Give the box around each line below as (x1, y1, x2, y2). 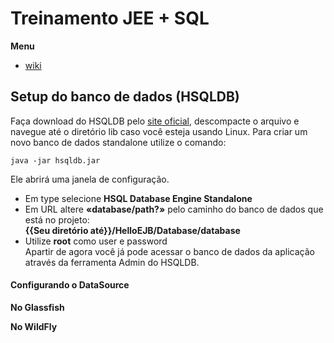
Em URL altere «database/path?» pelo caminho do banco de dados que (24, 203, 324, 215)
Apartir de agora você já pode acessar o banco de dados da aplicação (24, 245, 315, 257)
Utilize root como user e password (24, 235, 168, 247)
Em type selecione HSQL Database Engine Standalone (24, 192, 253, 204)
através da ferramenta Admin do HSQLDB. (24, 256, 200, 268)
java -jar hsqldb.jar (10, 155, 101, 166)
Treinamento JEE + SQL (10, 7, 210, 30)
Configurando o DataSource (10, 279, 130, 291)
